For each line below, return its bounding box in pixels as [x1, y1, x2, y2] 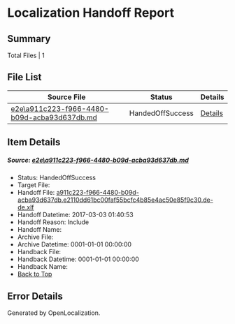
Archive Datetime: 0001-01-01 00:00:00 [17, 240, 131, 249]
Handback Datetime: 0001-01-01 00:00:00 [17, 255, 140, 263]
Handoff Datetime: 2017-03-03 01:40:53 [17, 211, 134, 219]
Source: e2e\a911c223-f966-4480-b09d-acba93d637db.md [7, 156, 189, 164]
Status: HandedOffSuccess [17, 173, 97, 182]
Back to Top [17, 270, 52, 279]
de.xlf [17, 203, 34, 212]
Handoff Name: [17, 226, 62, 234]
